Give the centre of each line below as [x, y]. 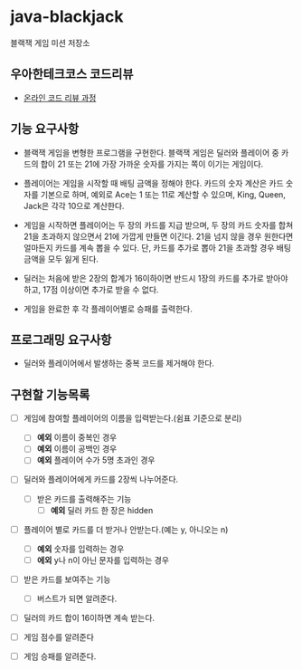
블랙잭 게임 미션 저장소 [50, 43]
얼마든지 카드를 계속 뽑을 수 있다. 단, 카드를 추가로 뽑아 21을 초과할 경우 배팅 [157, 247]
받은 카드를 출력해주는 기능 [84, 499]
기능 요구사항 [45, 129]
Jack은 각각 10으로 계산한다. [74, 206]
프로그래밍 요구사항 [61, 340]
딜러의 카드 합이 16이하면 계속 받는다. [89, 617]
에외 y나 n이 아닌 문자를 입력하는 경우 [103, 560]
